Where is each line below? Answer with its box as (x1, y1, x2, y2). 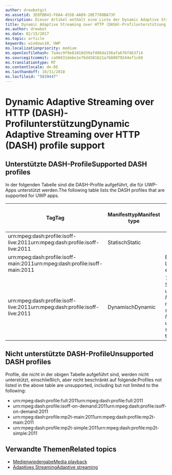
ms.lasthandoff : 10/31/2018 (5, 70, 66, 75)
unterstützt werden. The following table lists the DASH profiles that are (17, 187, 165, 193)
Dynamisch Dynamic (107, 303, 156, 310)
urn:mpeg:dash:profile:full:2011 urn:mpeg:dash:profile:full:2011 (12, 397, 143, 403)
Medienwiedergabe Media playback (12, 459, 88, 465)
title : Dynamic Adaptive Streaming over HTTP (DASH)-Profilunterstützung (5, 21, 166, 27)
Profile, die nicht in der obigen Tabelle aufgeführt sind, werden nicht (5, 371, 149, 377)
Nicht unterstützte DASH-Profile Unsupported (5, 350, 154, 358)
